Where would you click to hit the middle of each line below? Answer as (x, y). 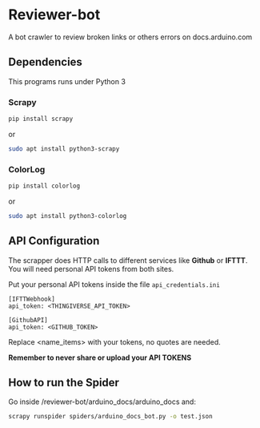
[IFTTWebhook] (32, 299)
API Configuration (54, 241)
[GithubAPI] (28, 320)
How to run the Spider (64, 383)
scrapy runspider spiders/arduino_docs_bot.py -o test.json (111, 417)
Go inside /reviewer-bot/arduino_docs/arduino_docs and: (102, 402)
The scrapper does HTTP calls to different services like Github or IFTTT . (128, 260)
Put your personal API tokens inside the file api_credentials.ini (114, 284)
